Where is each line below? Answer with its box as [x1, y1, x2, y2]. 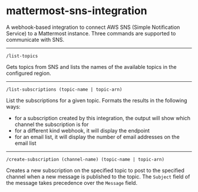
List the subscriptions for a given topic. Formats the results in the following [6, 97, 187, 104]
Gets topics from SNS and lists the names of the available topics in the [6, 63, 177, 70]
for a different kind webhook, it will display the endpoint [14, 127, 150, 134]
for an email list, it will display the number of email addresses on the [14, 133, 180, 140]
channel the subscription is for [14, 121, 89, 128]
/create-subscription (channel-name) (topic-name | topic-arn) [6, 156, 165, 163]
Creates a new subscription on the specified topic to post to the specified [6, 167, 184, 174]
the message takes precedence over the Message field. [6, 179, 137, 186]
